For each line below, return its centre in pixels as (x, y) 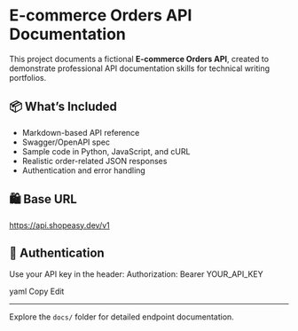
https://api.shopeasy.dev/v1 (59, 225)
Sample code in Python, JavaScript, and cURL (106, 151)
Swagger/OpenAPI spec (66, 142)
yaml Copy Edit (37, 292)
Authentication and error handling (84, 170)
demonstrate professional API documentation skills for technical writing (140, 68)
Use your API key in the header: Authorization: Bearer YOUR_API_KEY (136, 274)
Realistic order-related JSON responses (94, 161)
